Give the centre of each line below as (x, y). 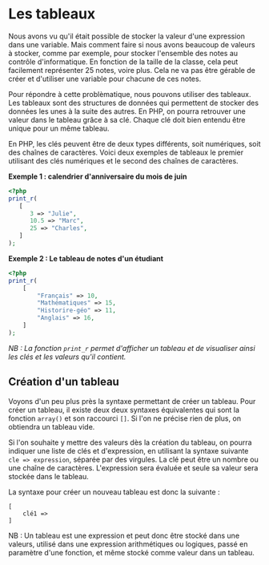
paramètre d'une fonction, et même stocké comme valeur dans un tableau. (131, 552)
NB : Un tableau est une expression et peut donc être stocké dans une (124, 535)
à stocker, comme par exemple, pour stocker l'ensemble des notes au (123, 53)
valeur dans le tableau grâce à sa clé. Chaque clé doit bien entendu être (127, 119)
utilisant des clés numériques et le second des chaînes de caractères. (123, 160)
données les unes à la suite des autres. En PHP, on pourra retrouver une (127, 111)
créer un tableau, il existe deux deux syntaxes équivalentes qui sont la (124, 410)
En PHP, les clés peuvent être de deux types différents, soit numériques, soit (134, 143)
